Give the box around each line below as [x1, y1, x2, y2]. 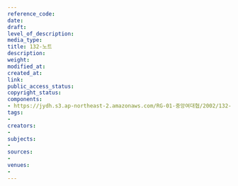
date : [7, 17, 23, 24]
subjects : [7, 135, 37, 142]
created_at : [7, 69, 42, 76]
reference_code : [7, 10, 55, 18]
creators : [7, 122, 37, 129]
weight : [7, 57, 30, 64]
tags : [7, 109, 23, 116]
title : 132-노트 [7, 43, 52, 50]
